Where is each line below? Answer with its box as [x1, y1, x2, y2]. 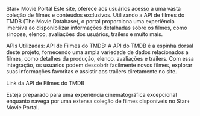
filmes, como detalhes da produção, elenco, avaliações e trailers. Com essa [6, 55, 194, 62]
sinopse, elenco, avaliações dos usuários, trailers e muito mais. [6, 31, 163, 38]
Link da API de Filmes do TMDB [6, 79, 85, 87]
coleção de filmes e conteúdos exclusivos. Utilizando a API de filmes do [6, 11, 185, 19]
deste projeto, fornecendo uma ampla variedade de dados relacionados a [6, 49, 189, 56]
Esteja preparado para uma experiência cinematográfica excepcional [6, 91, 177, 98]
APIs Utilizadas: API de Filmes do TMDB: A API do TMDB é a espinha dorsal [6, 42, 194, 49]
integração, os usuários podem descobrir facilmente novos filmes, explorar [6, 61, 193, 69]
